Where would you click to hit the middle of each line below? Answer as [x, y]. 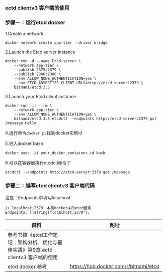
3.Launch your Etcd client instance [41, 97]
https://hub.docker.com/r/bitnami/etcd [115, 266]
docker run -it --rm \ [29, 106]
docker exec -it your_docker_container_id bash [55, 153]
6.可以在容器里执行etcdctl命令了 [38, 163]
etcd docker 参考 [27, 267]
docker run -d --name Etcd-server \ [43, 61]
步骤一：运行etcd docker [35, 22]
